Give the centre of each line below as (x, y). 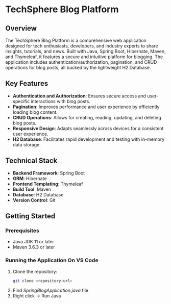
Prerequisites (22, 231)
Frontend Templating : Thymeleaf (48, 184)
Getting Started (30, 216)
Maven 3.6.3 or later (34, 247)
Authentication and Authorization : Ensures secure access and (79, 96)
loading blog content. (35, 112)
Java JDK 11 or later (33, 242)
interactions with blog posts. (60, 101)
